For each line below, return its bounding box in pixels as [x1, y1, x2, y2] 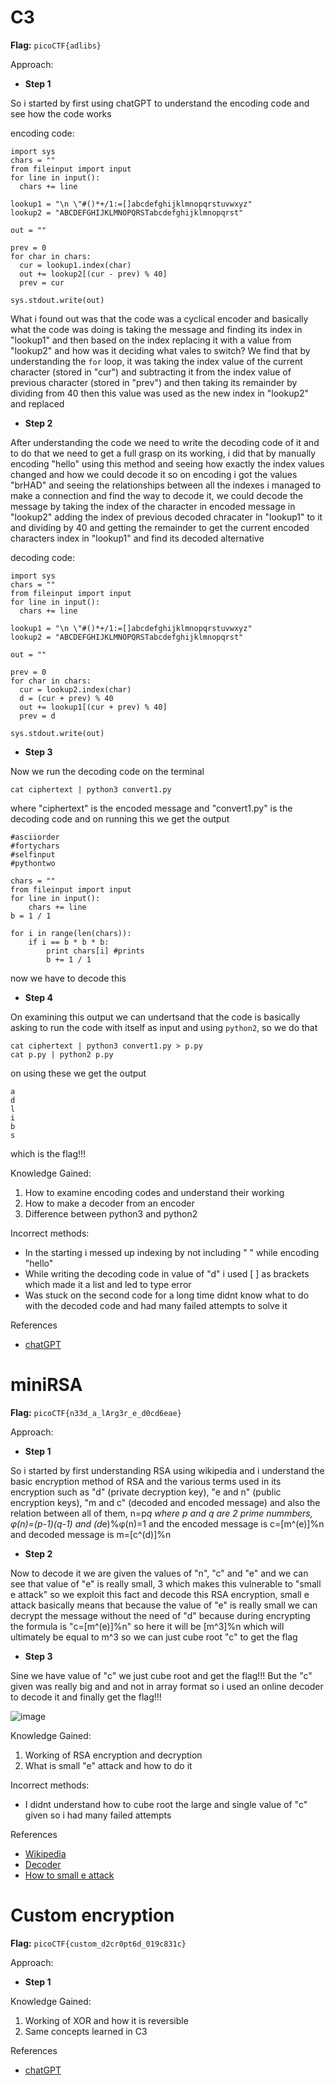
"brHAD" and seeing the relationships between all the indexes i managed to [10, 479, 322, 491]
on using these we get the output [10, 1067, 147, 1079]
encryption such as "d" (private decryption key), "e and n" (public [10, 1486, 282, 1498]
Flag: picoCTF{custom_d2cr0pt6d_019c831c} [10, 1937, 187, 1949]
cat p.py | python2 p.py [10, 1049, 114, 1060]
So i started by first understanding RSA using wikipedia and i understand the [10, 1464, 325, 1476]
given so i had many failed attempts [24, 1809, 172, 1821]
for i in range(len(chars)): [10, 928, 132, 938]
